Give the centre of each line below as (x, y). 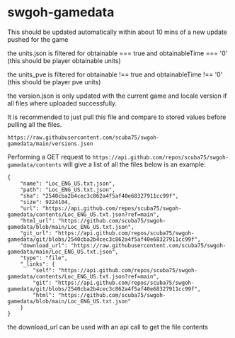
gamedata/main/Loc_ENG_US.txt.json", (63, 252)
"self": (44, 270)
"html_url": (38, 220)
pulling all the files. (35, 124)
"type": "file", (44, 258)
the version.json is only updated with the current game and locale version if (117, 96)
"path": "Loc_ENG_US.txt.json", (68, 190)
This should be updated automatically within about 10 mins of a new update (117, 32)
